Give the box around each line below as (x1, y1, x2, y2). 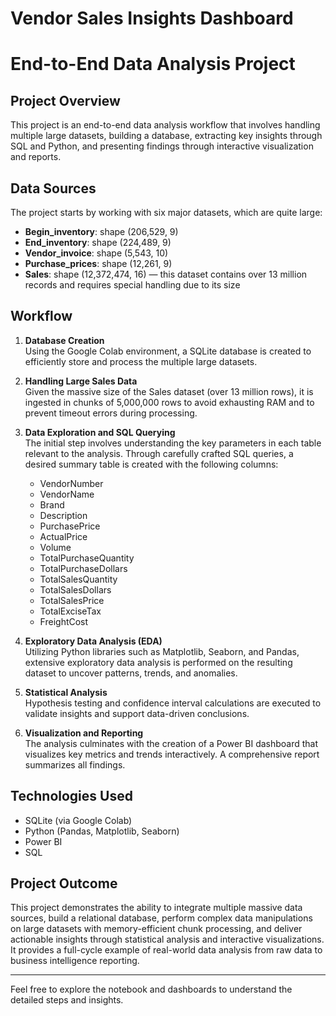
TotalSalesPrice (39, 594, 105, 606)
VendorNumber (39, 477, 104, 489)
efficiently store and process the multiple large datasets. (24, 355, 258, 367)
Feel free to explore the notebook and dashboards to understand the (10, 983, 293, 996)
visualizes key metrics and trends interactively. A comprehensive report (24, 748, 320, 760)
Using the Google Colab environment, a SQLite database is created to (24, 345, 312, 357)
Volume (39, 541, 72, 553)
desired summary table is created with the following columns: (24, 458, 279, 470)
